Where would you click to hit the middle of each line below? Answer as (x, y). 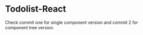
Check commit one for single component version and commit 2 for (72, 22)
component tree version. (30, 27)
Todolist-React (36, 9)
